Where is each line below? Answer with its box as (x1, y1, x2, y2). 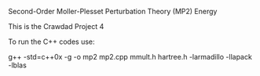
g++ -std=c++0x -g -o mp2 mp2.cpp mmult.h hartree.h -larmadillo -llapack (8, 52, 253, 61)
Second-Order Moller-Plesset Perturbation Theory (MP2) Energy (8, 7, 218, 16)
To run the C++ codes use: (8, 37, 95, 46)
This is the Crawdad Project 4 (8, 22, 104, 31)
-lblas (8, 60, 27, 70)
